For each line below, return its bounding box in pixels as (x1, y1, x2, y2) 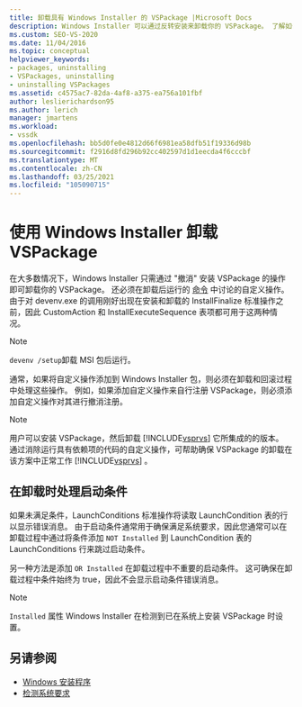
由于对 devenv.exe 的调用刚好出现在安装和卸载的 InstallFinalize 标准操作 (9, 295, 276, 306)
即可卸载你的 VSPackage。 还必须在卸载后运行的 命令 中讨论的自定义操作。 (9, 285, 289, 295)
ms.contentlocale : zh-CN (9, 164, 102, 173)
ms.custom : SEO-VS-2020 (9, 30, 99, 39)
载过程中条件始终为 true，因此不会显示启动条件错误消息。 (9, 574, 224, 585)
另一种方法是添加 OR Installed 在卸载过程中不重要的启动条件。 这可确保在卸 (9, 562, 293, 573)
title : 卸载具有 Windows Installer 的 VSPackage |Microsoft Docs (9, 13, 253, 23)
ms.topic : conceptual (9, 47, 91, 56)
